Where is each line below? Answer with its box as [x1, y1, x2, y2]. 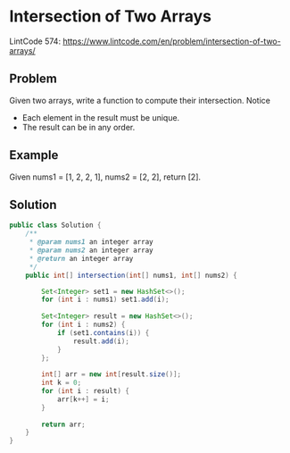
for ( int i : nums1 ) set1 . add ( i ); [41, 295, 170, 305]
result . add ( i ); [72, 337, 129, 346]
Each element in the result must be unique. [21, 112, 180, 122]
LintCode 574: [9, 36, 61, 46]
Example [9, 147, 59, 163]
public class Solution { [9, 221, 102, 230]
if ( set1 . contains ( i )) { [56, 328, 150, 337]
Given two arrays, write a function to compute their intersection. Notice [9, 95, 270, 105]
